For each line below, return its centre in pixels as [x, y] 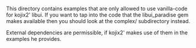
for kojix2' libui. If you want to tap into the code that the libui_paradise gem [97, 15]
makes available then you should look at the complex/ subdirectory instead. [98, 21]
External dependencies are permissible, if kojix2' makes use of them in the [97, 33]
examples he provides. [34, 39]
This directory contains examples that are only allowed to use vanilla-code [97, 9]
